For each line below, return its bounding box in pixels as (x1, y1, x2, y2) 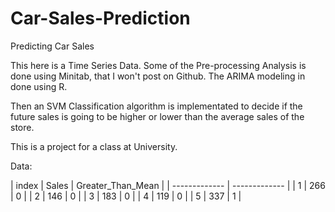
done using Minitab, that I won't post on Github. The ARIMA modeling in (10, 70, 306, 82)
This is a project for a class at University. (10, 140, 178, 152)
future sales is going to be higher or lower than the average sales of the (10, 110, 305, 122)
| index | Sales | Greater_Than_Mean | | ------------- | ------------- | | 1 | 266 (10, 179, 326, 191)
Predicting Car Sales (10, 40, 95, 52)
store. (10, 121, 35, 133)
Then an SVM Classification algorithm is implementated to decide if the (10, 100, 303, 112)
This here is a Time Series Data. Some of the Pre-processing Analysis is (10, 59, 307, 71)
